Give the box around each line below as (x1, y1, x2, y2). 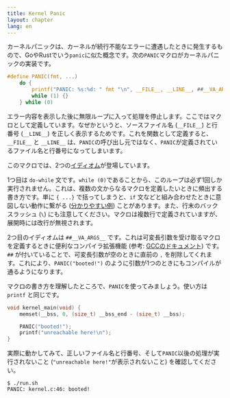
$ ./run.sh (7, 380, 38, 387)
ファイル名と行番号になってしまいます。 (12, 146, 127, 154)
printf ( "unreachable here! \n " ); (19, 329, 112, 336)
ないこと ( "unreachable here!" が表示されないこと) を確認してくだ (25, 358, 211, 366)
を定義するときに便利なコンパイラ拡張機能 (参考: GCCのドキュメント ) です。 (7, 242, 223, 250)
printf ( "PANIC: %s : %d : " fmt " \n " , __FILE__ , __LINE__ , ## (31, 86, 204, 93)
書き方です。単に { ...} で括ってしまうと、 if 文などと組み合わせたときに (7, 193, 216, 201)
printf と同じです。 (7, 290, 63, 298)
